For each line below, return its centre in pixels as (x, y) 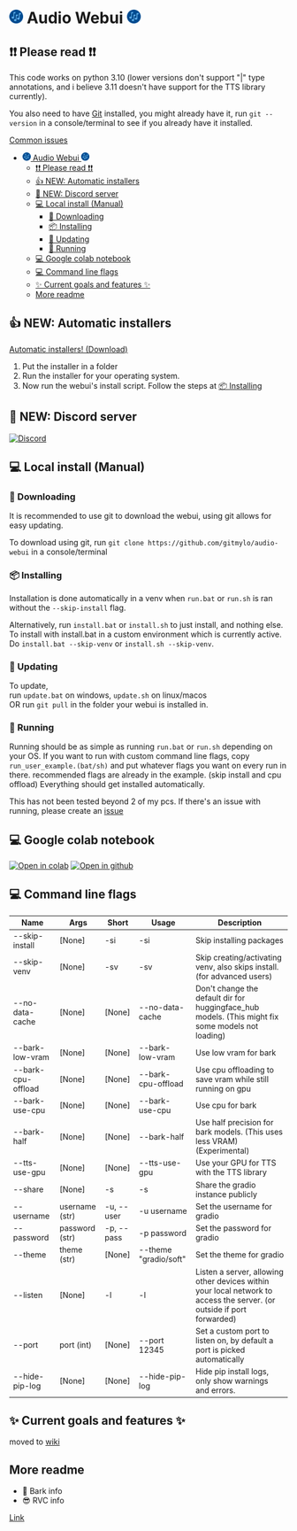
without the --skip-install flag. (68, 607)
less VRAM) (217, 1141)
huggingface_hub (228, 1008)
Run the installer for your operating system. (101, 375)
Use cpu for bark (226, 1105)
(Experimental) (223, 1151)
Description (240, 923)
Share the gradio (226, 1185)
